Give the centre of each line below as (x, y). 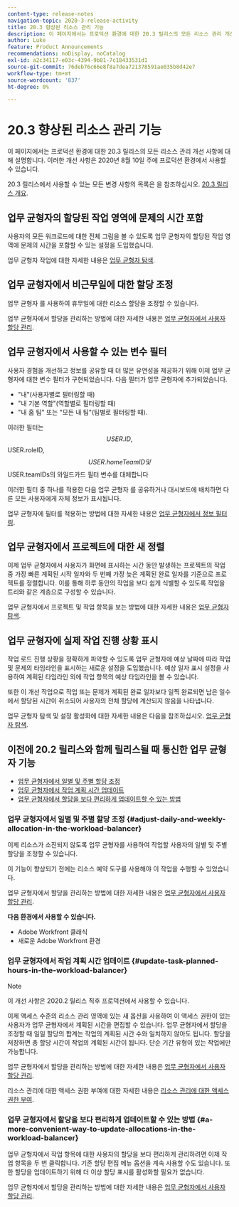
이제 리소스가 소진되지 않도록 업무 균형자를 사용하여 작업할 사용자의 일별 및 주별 (117, 845)
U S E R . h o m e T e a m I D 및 (119, 462)
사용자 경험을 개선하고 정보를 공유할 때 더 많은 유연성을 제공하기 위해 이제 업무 (116, 370)
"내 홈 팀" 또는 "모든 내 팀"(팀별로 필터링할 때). (83, 412)
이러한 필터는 (26, 427)
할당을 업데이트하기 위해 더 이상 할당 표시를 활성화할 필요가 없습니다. (110, 1171)
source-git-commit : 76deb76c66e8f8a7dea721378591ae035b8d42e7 (101, 67)
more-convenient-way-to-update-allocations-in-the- (102, 1129)
